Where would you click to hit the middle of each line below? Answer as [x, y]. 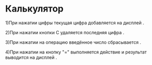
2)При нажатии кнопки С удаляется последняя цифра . [65, 32]
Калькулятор [34, 9]
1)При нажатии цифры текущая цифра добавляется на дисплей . [75, 23]
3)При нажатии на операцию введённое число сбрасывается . [73, 42]
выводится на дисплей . [31, 57]
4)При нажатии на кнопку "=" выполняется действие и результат [76, 52]
